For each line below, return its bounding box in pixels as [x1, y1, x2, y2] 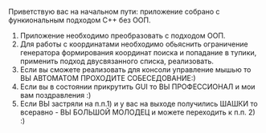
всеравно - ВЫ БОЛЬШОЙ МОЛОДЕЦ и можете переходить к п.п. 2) [19, 107, 256, 117]
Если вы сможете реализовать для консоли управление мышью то [19, 65, 252, 75]
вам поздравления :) [19, 91, 92, 99]
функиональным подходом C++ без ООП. [8, 15, 151, 25]
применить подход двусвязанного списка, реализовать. [19, 56, 215, 66]
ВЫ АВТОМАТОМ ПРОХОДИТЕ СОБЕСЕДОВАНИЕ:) [19, 74, 196, 83]
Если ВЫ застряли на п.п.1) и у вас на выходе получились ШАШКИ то [19, 99, 259, 108]
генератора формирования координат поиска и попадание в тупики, [19, 48, 257, 57]
